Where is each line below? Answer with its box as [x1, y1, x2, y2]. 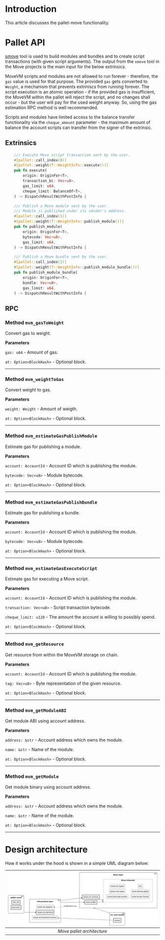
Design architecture [5, 844, 88, 855]
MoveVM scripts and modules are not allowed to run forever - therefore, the [5, 73, 159, 79]
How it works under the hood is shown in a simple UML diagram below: [5, 860, 149, 866]
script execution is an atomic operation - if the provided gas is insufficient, [5, 89, 156, 94]
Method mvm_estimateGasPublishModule [5, 432, 97, 439]
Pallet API [5, 37, 45, 48]
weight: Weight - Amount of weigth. [5, 406, 78, 412]
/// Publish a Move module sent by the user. [14, 203, 109, 209]
